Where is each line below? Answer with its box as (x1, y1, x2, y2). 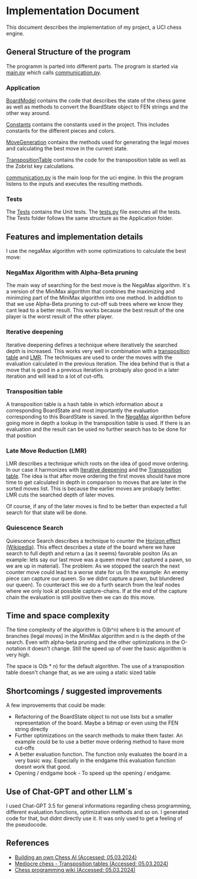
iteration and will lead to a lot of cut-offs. (6, 373, 105, 380)
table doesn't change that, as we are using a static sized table (6, 669, 156, 676)
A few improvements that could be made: (6, 702, 106, 709)
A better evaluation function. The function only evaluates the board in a (14, 750, 188, 758)
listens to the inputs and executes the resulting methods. (6, 180, 143, 187)
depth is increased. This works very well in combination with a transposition (6, 347, 190, 354)
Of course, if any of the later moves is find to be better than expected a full (6, 503, 187, 510)
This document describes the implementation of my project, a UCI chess (6, 24, 182, 31)
